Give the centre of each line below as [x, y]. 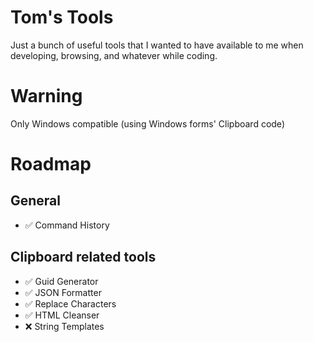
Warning [46, 96]
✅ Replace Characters [70, 303]
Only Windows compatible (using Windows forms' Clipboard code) [147, 123]
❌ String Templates [64, 326]
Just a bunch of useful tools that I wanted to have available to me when [157, 45]
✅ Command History [67, 225]
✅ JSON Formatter [63, 292]
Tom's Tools [62, 17]
